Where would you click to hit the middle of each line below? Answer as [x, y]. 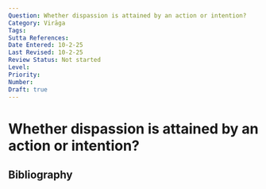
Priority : [25, 75]
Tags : [17, 30]
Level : [19, 67]
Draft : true [28, 89]
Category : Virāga [37, 23]
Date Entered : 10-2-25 [46, 45]
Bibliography [40, 174]
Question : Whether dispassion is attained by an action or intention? [127, 15]
